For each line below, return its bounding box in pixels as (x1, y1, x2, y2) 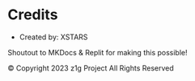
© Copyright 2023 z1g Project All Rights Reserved (7, 63, 175, 73)
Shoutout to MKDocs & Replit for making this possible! (7, 47, 188, 57)
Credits (7, 6, 58, 24)
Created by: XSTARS (19, 32, 88, 42)
